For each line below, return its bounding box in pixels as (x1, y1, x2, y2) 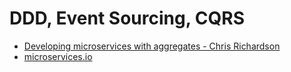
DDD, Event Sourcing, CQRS (9, 7, 245, 30)
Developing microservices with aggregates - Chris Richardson (23, 40, 281, 52)
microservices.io (23, 50, 93, 62)
